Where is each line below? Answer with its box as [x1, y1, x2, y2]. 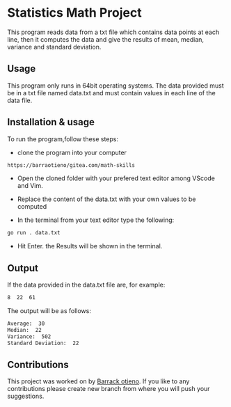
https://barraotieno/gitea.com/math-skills [7, 161, 136, 168]
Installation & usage [7, 116, 95, 128]
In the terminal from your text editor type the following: [17, 216, 175, 224]
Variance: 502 [7, 333, 51, 340]
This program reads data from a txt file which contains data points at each [7, 28, 220, 36]
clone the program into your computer [17, 148, 127, 157]
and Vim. [17, 182, 43, 190]
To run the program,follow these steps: [7, 134, 118, 143]
